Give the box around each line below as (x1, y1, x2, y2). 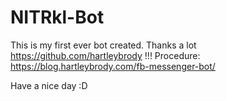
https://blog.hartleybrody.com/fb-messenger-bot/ (10, 60, 216, 72)
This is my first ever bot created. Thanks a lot (10, 39, 197, 51)
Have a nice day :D (10, 79, 88, 91)
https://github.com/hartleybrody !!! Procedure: (10, 49, 201, 61)
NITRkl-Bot (10, 6, 105, 29)
